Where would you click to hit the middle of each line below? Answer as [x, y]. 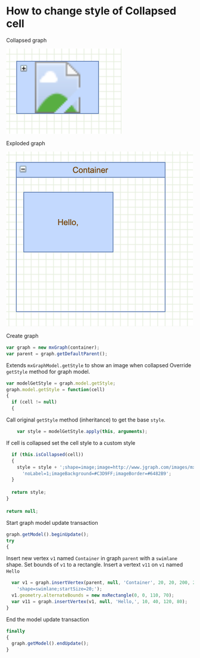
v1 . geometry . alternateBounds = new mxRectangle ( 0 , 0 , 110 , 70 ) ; [93, 595]
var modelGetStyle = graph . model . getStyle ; [61, 383]
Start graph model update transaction [52, 522]
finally [16, 631]
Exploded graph [26, 143]
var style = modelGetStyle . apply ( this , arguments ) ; [82, 432]
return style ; [29, 493]
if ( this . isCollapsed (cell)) [48, 454]
